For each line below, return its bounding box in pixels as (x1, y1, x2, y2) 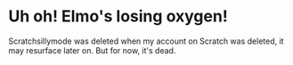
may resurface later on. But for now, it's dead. (8, 45, 176, 55)
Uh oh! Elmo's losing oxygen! (8, 6, 228, 27)
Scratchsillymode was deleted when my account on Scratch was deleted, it (8, 36, 284, 46)
